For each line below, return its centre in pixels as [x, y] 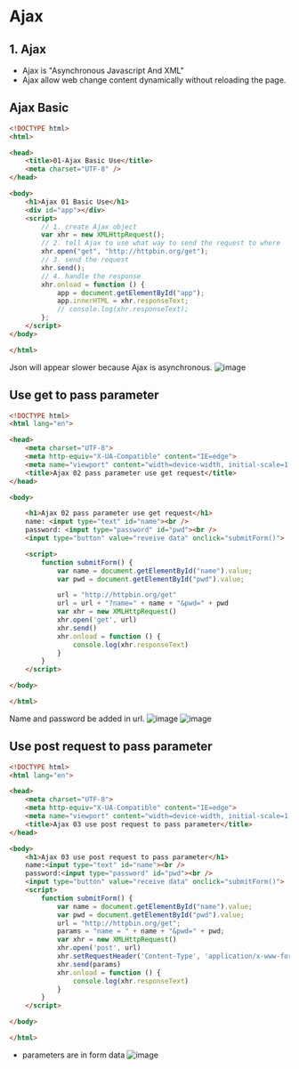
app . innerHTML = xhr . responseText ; [123, 301]
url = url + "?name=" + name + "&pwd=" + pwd [142, 603]
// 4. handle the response [91, 276]
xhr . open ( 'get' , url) [97, 620]
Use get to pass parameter [84, 395]
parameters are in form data [73, 1055]
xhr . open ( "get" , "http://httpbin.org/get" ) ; [125, 252]
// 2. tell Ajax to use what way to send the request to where [161, 243]
